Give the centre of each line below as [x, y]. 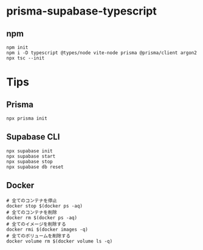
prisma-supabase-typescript [81, 11]
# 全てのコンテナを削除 [32, 212]
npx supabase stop [29, 161]
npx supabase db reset [35, 167]
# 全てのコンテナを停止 [32, 201]
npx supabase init [29, 151]
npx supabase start [31, 156]
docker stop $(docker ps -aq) [45, 206]
